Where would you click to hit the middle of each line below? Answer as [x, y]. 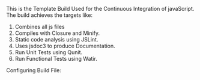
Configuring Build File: [34, 70]
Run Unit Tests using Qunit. [49, 52]
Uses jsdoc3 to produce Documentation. [65, 46]
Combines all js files [40, 27]
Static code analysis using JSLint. [56, 39]
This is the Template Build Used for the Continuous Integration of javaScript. [100, 9]
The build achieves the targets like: [50, 15]
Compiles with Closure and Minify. [57, 33]
